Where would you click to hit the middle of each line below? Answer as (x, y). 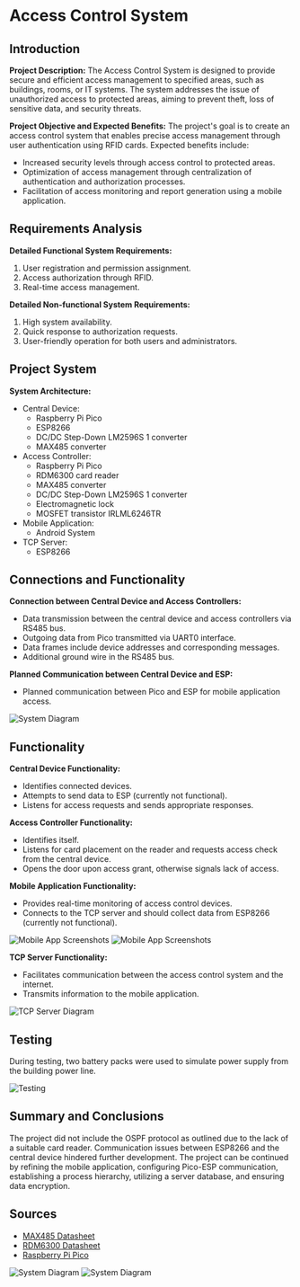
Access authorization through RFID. (88, 277)
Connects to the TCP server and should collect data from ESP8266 (146, 913)
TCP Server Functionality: (58, 957)
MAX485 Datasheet (59, 1236)
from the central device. (66, 859)
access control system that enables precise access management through (145, 135)
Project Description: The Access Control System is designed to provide (142, 70)
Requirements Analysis (76, 229)
